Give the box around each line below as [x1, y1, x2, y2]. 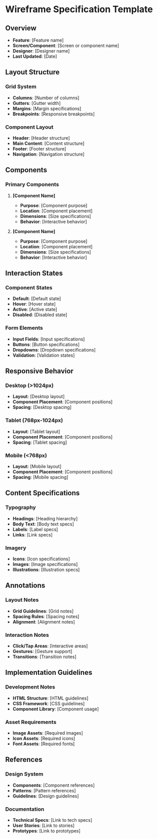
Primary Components [5, 181, 59, 188]
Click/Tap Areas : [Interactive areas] [12, 642, 88, 649]
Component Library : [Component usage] [12, 706, 99, 712]
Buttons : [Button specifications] [12, 341, 80, 348]
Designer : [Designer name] [12, 48, 70, 54]
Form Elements [5, 324, 43, 331]
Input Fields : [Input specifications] [12, 336, 85, 342]
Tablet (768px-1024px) [5, 417, 63, 424]
